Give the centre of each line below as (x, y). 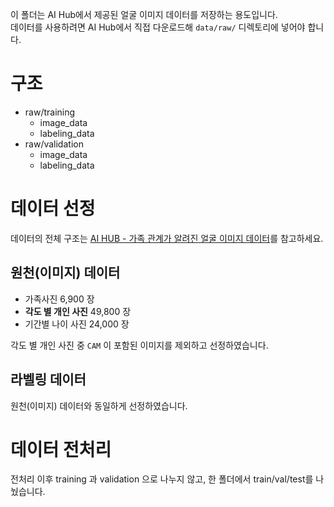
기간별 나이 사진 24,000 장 (77, 324)
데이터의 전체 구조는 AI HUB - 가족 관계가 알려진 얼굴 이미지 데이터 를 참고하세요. (167, 238)
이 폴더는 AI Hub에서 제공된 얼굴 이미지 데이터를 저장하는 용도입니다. (144, 14)
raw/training (50, 112)
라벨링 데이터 (48, 379)
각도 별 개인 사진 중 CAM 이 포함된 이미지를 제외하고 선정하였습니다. (139, 345)
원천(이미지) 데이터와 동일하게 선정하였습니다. (99, 405)
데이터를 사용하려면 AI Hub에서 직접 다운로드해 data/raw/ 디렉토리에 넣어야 (158, 27)
